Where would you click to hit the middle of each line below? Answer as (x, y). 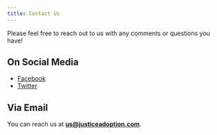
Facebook (31, 79)
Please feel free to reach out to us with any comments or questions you (109, 33)
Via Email (28, 107)
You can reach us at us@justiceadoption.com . (74, 124)
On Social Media (43, 62)
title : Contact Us (34, 13)
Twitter (27, 86)
